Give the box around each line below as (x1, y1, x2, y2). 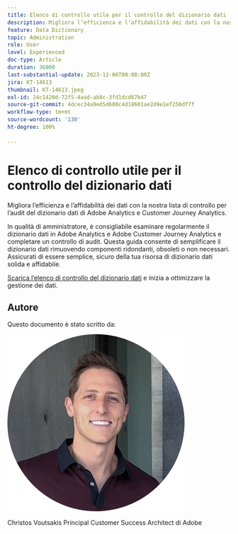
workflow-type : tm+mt (7, 108, 72, 116)
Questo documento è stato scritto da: (7, 320, 116, 329)
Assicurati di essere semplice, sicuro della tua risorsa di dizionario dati (7, 252, 213, 261)
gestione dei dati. (7, 280, 58, 290)
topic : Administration (7, 34, 74, 41)
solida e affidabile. (7, 259, 62, 268)
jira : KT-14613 (7, 79, 52, 86)
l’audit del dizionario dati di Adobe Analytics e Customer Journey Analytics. (7, 208, 227, 217)
